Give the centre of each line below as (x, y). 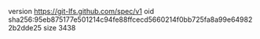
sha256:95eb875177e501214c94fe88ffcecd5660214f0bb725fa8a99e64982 (130, 19)
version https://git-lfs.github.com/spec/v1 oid (81, 11)
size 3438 (59, 28)
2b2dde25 (25, 28)
